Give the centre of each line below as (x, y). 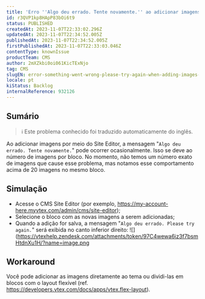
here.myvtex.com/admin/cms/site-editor (66, 210)
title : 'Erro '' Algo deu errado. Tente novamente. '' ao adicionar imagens (103, 12)
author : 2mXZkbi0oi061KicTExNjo (47, 63)
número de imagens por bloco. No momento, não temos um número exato (99, 157)
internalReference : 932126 (41, 92)
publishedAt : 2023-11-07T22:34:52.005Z (57, 40)
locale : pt (20, 80)
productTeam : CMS (28, 57)
